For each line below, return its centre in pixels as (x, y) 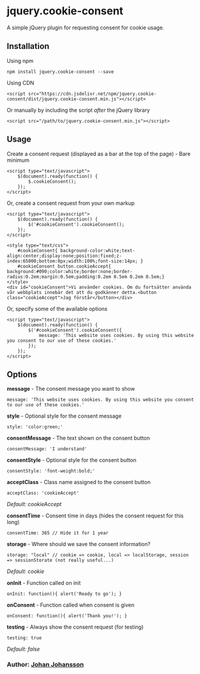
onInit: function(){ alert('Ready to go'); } (64, 594)
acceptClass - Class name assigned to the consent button (79, 482)
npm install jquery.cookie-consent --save (60, 72)
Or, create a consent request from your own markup (71, 203)
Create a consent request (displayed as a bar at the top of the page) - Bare (99, 154)
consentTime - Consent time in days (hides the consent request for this (95, 516)
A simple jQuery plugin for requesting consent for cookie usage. (86, 27)
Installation (28, 46)
